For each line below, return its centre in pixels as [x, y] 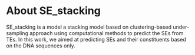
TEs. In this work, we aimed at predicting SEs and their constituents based [96, 39]
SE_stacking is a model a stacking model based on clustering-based [89, 27]
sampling [17, 33]
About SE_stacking [54, 11]
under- [181, 27]
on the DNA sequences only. [41, 46]
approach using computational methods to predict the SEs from [106, 33]
